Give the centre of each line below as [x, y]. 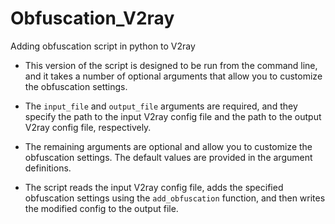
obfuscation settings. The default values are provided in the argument [168, 157]
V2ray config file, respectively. [88, 127]
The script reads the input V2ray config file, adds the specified [154, 187]
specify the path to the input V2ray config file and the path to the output [173, 116]
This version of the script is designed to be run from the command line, [171, 65]
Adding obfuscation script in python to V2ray [103, 46]
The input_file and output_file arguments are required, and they [161, 106]
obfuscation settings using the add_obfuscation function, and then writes [175, 198]
